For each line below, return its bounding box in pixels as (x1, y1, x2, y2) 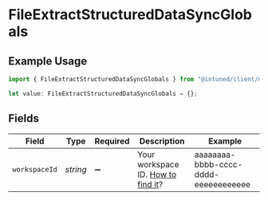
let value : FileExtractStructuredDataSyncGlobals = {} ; (8, 89, 198, 97)
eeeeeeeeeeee (194, 178, 251, 190)
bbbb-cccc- (194, 159, 243, 170)
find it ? (137, 178, 164, 190)
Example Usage (8, 54, 88, 68)
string (65, 163, 88, 175)
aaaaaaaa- (194, 149, 236, 160)
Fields (8, 112, 40, 125)
